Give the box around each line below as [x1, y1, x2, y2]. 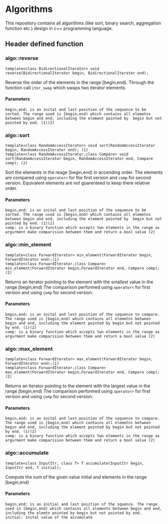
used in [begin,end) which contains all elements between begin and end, [5, 506, 162, 511]
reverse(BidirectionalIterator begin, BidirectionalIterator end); [5, 70, 149, 75]
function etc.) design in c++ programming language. [5, 25, 113, 31]
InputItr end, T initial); [5, 465, 61, 470]
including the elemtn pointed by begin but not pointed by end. [5, 511, 142, 516]
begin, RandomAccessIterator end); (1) [5, 147, 88, 153]
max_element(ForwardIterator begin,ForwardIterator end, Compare [5, 370, 144, 375]
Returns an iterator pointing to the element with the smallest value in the [5, 279, 153, 285]
